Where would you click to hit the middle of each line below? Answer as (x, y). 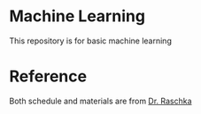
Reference (48, 76)
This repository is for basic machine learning (91, 41)
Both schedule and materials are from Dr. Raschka (100, 101)
